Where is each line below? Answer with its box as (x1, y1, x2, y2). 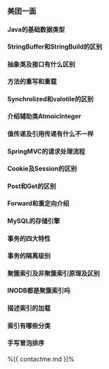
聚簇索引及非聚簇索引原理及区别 (7, 269, 100, 277)
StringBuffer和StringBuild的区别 (7, 42, 103, 51)
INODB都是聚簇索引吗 (7, 287, 70, 295)
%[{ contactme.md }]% (7, 354, 75, 363)
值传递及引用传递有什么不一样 (7, 130, 94, 138)
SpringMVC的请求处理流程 (7, 146, 86, 156)
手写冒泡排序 (7, 339, 44, 347)
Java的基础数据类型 (7, 25, 65, 33)
